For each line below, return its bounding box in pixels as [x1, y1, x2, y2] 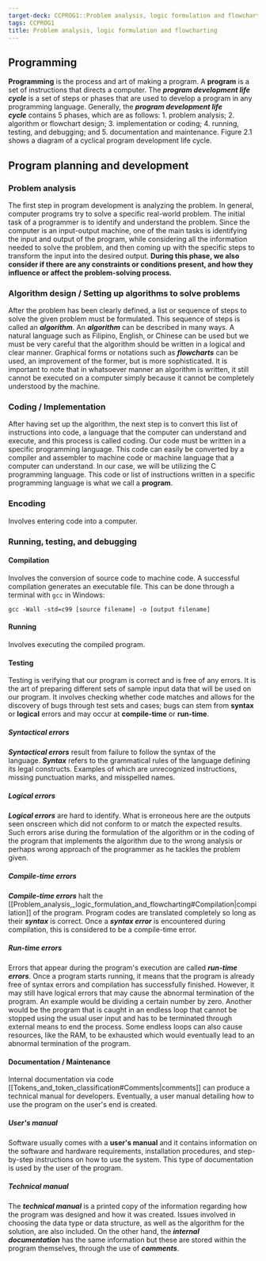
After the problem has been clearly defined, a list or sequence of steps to [8, 306, 247, 316]
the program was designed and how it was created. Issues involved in [8, 1210, 236, 1220]
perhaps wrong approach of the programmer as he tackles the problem [8, 845, 241, 854]
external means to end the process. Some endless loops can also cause [8, 1022, 243, 1032]
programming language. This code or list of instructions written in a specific [8, 470, 256, 480]
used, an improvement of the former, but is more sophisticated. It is [8, 356, 228, 366]
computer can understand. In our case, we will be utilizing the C [8, 462, 216, 471]
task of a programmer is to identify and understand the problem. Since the [8, 217, 251, 227]
